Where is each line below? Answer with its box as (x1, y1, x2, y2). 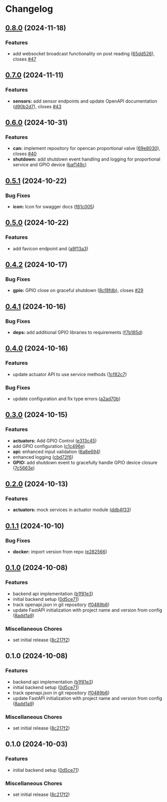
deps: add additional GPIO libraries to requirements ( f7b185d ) (12, 329, 143, 335)
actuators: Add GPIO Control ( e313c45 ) (12, 437, 97, 444)
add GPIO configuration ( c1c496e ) (12, 443, 86, 449)
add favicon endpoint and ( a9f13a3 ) (12, 245, 89, 251)
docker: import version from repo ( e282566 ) (12, 549, 108, 555)
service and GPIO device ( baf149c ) (12, 162, 87, 168)
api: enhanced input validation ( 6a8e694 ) (12, 448, 101, 455)
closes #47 (12, 56, 37, 62)
